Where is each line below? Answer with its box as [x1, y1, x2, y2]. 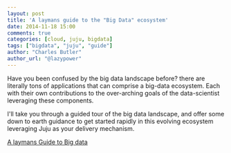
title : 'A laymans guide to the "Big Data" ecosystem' [7, 17, 169, 24]
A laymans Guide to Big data [7, 138, 88, 146]
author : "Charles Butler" [7, 49, 82, 56]
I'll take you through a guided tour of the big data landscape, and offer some [7, 109, 225, 118]
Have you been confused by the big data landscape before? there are [7, 74, 205, 82]
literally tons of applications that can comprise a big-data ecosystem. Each [7, 81, 221, 90]
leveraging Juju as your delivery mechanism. [7, 124, 135, 132]
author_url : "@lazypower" [7, 55, 82, 62]
